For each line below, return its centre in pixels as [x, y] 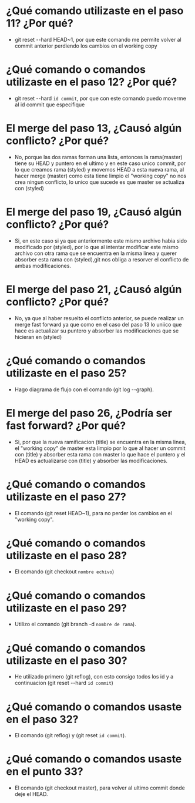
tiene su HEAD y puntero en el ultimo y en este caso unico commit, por [100, 163]
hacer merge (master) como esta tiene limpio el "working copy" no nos [100, 176]
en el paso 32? [42, 719]
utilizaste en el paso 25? [66, 373]
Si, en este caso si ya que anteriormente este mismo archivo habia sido [101, 241]
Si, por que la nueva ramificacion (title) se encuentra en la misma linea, [100, 442]
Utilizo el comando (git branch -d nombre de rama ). [75, 624]
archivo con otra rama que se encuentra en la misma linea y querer [96, 253]
